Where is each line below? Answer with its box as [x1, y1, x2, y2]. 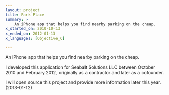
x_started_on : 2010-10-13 [5, 26, 60, 31]
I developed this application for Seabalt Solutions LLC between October [5, 64, 155, 70]
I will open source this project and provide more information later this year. [5, 79, 161, 85]
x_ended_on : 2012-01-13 [5, 31, 56, 36]
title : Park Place [5, 12, 44, 17]
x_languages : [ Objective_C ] [5, 36, 65, 41]
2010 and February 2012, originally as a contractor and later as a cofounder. [5, 69, 164, 75]
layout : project [5, 7, 40, 13]
